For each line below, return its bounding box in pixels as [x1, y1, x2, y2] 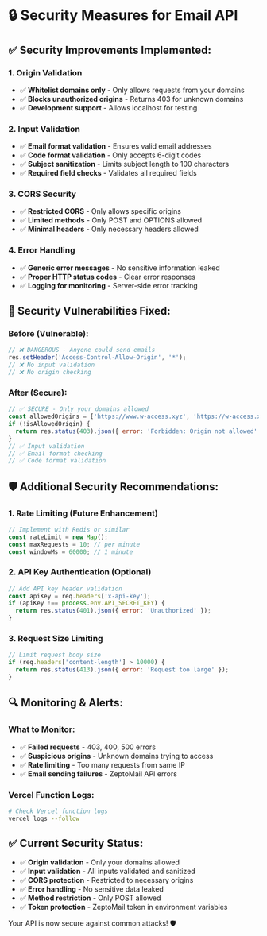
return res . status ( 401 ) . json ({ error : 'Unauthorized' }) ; [15, 607, 212, 615]
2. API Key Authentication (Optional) [8, 567, 152, 578]
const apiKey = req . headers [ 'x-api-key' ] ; [8, 592, 151, 600]
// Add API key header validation [8, 585, 123, 593]
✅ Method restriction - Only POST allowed [19, 893, 161, 903]
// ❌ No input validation [8, 361, 95, 369]
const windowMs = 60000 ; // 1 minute [8, 547, 133, 556]
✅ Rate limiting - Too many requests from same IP [19, 760, 185, 769]
